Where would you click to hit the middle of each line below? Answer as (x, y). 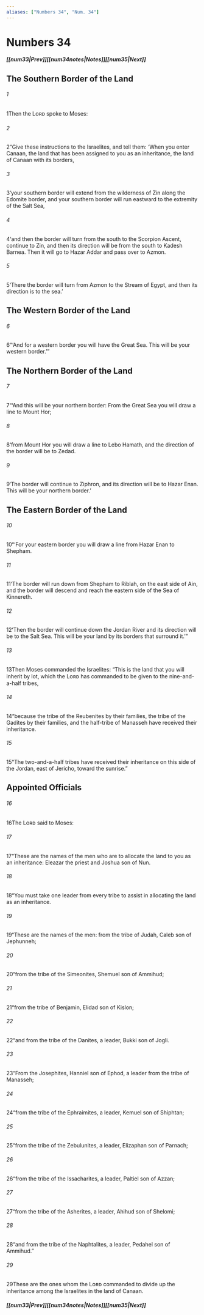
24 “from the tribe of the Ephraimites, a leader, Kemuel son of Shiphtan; (95, 1113)
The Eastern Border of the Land (67, 510)
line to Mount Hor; (29, 412)
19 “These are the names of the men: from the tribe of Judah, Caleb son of (99, 935)
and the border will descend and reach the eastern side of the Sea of (93, 590)
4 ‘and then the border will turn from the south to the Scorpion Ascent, (94, 239)
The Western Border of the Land (69, 310)
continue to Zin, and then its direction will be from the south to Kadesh (94, 245)
